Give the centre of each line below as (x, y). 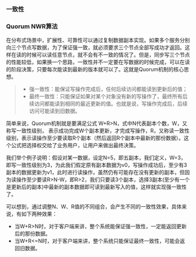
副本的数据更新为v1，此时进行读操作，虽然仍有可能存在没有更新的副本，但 (95, 172)
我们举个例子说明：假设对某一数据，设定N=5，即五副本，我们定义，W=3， (96, 158)
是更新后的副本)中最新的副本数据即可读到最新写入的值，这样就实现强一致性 (97, 187)
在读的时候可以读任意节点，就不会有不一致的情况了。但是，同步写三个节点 (100, 55)
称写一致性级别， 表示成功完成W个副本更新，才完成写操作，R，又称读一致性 (98, 131)
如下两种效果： (39, 214)
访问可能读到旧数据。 (55, 111)
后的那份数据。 (32, 234)
